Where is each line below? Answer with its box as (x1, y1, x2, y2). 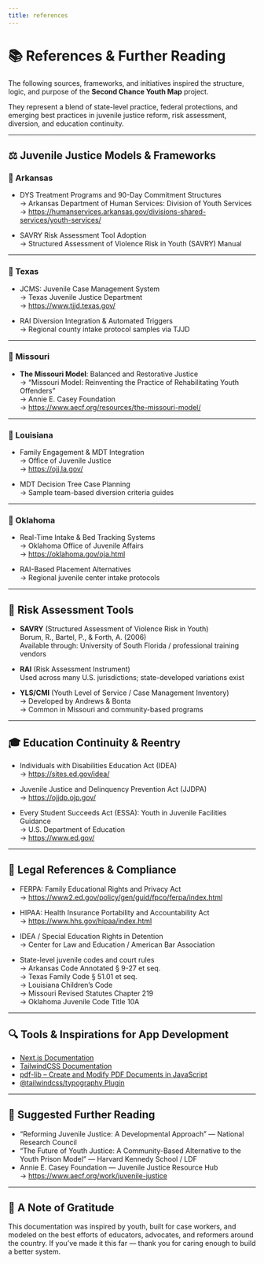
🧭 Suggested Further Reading (8, 1108, 156, 1122)
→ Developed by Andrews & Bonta (19, 697, 131, 706)
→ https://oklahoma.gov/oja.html (19, 549, 126, 559)
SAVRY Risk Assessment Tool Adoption (19, 231, 147, 240)
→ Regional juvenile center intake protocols (19, 573, 160, 582)
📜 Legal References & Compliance (8, 863, 177, 877)
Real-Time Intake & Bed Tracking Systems (19, 533, 156, 542)
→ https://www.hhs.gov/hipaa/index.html (19, 916, 152, 926)
